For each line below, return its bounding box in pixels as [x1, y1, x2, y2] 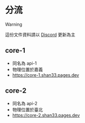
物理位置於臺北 [12, 107, 43, 113]
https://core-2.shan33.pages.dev [12, 112, 80, 118]
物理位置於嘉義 [12, 66, 43, 72]
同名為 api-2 [12, 100, 38, 106]
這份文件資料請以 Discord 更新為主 [5, 31, 76, 37]
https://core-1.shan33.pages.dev [12, 72, 79, 78]
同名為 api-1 [12, 60, 37, 66]
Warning [5, 21, 22, 27]
